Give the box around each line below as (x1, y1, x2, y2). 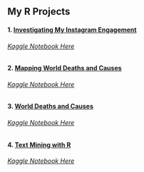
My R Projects (7, 6, 71, 18)
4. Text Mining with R (7, 140, 71, 149)
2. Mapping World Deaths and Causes (7, 64, 123, 72)
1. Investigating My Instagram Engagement (7, 25, 137, 34)
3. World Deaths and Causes (7, 102, 94, 111)
